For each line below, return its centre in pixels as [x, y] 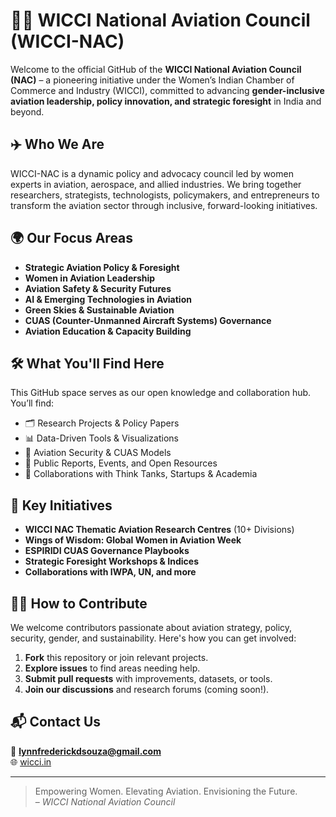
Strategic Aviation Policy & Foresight [102, 267]
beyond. [27, 111]
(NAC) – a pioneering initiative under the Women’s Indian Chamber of [152, 80]
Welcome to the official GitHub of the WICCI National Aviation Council [156, 69]
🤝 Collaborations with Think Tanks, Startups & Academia [141, 474]
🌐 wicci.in [31, 761]
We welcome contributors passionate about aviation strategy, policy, [151, 627]
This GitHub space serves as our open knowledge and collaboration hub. [161, 393]
